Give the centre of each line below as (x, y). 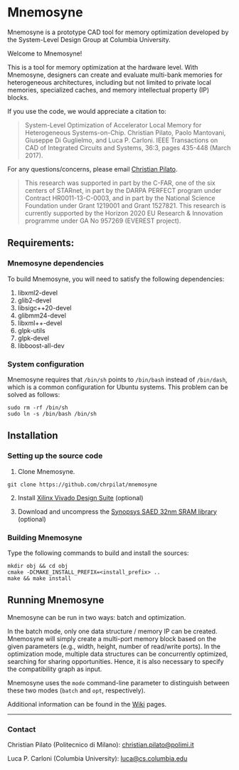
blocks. (18, 97)
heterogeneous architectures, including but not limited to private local (109, 82)
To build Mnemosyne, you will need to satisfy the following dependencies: (116, 279)
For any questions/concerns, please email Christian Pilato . (92, 169)
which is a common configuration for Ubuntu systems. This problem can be (118, 387)
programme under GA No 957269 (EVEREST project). (103, 221)
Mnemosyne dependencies (56, 263)
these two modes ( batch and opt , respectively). (76, 690)
